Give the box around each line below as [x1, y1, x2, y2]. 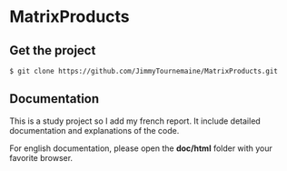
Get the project [9, 43, 96, 58]
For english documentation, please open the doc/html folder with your [9, 143, 272, 154]
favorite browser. [9, 152, 74, 163]
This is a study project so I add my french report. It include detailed [9, 116, 261, 126]
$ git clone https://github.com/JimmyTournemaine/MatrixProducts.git [9, 66, 279, 75]
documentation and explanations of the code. [9, 125, 180, 136]
